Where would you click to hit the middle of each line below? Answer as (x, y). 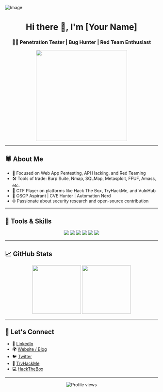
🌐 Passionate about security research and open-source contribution (80, 201)
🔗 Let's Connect (30, 332)
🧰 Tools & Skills (28, 221)
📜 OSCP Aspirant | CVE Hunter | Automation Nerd (61, 196)
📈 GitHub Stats (29, 254)
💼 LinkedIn (23, 343)
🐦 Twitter (22, 356)
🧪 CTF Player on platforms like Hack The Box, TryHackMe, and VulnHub (84, 191)
